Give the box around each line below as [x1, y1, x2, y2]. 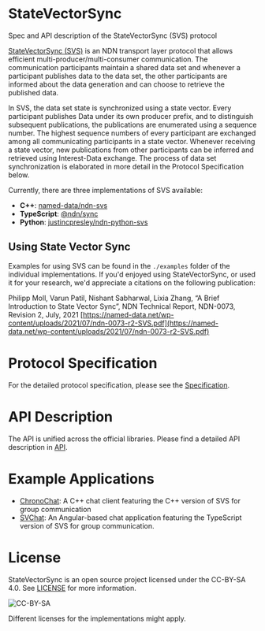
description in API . [8, 442, 69, 451]
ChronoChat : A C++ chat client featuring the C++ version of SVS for [19, 496, 241, 505]
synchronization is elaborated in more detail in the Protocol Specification [8, 161, 244, 171]
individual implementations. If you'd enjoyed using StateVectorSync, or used [8, 269, 256, 279]
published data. [8, 87, 59, 97]
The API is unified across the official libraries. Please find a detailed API [8, 434, 241, 444]
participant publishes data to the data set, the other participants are [8, 71, 228, 80]
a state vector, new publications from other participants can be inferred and [8, 145, 254, 154]
